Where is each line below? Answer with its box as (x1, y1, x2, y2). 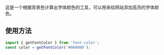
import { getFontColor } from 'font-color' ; (5, 40, 100, 45)
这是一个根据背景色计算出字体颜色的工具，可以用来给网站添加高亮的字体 (5, 4, 154, 10)
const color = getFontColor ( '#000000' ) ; (5, 44, 91, 50)
